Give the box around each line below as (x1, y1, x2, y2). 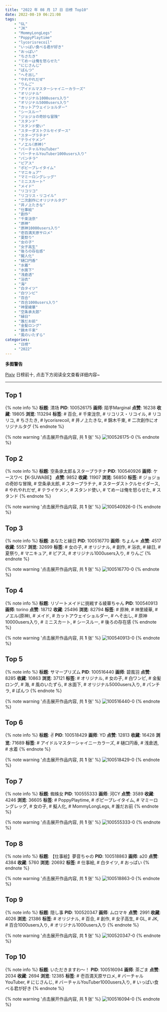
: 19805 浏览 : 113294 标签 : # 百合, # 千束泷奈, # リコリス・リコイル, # (9, 411, 152, 417)
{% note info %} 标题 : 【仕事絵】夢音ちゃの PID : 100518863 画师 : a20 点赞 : (5, 853, 159, 859)
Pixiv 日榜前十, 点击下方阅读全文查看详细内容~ (5, 371, 100, 377)
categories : (5, 337, 30, 342)
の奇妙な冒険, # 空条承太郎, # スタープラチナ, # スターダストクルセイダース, (5, 481, 160, 487)
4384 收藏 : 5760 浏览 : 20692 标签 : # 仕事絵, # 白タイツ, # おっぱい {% (5, 860, 150, 865)
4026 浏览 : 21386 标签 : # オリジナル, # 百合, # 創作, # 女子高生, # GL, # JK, (5, 916, 159, 922)
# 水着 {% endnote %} (5, 746, 51, 752)
